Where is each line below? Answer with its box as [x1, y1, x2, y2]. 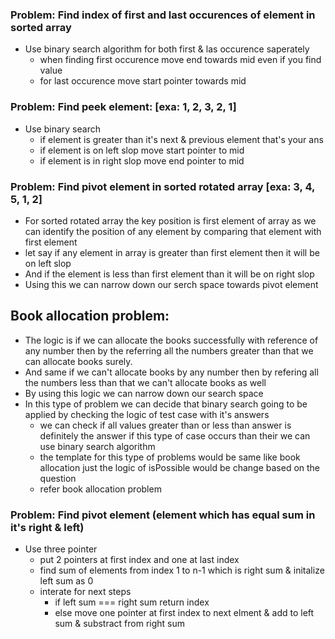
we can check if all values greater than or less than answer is [39, 419, 292, 431]
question [39, 472, 77, 484]
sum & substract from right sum [54, 618, 185, 629]
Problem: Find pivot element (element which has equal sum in [10, 508, 316, 522]
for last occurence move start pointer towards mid [39, 75, 247, 87]
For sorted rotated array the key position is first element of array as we [24, 214, 317, 227]
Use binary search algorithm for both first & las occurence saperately [24, 43, 310, 55]
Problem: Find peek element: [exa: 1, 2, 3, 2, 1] [10, 100, 237, 114]
